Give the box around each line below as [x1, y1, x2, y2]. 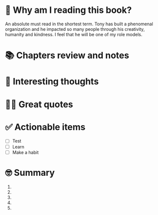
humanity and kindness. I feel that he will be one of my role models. [5, 31, 142, 37]
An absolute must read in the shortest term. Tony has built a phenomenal [5, 21, 153, 27]
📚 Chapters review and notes [5, 50, 129, 61]
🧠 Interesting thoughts [5, 76, 99, 87]
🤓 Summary [5, 167, 55, 178]
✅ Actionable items [5, 121, 85, 133]
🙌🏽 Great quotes [5, 99, 73, 110]
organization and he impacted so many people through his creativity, [5, 26, 145, 32]
